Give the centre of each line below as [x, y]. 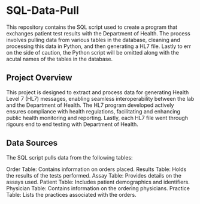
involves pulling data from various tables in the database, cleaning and [93, 40]
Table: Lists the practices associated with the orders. [71, 194]
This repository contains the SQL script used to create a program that [92, 27]
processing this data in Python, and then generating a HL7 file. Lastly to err [99, 46]
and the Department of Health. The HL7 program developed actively [90, 105]
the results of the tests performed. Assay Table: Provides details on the [94, 175]
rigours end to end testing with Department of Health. [72, 124]
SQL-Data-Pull [43, 10]
